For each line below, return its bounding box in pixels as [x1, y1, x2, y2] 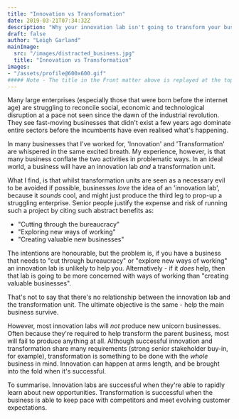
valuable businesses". [7, 279, 72, 288]
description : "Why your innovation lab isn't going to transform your [7, 23, 221, 31]
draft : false [7, 30, 46, 38]
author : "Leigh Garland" [7, 37, 81, 44]
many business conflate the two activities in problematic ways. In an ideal [7, 155, 223, 163]
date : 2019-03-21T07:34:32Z [7, 17, 91, 24]
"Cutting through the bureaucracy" [17, 220, 120, 229]
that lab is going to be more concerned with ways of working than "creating [7, 271, 229, 281]
